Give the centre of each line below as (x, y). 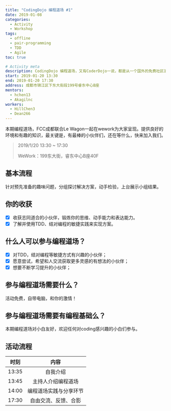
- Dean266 (20, 114)
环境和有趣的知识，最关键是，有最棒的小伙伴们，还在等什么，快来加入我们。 (85, 135)
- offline (20, 39)
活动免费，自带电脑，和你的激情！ (41, 298)
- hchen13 (20, 95)
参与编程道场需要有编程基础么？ (55, 316)
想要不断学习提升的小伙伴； (42, 267)
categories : (18, 19)
